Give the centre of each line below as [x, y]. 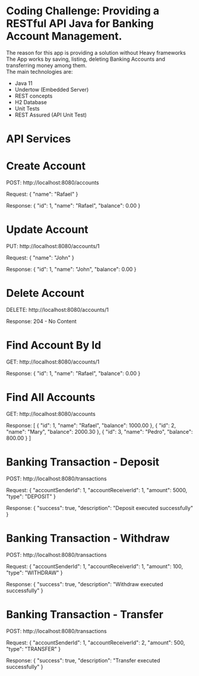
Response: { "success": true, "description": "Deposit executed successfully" [99, 508]
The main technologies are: [40, 71]
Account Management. [64, 36]
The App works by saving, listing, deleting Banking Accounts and [86, 59]
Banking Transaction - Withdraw [88, 538]
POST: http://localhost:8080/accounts [53, 183]
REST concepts [34, 96]
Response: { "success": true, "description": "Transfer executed [83, 660]
